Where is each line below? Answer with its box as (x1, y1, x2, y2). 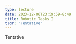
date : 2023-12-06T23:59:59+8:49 (5, 12, 71, 17)
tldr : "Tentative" (5, 21, 43, 26)
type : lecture (5, 7, 34, 12)
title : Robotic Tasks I (5, 16, 54, 21)
